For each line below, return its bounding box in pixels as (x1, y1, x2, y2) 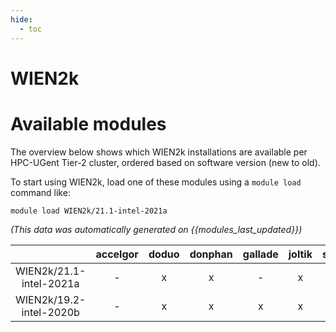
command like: (10, 186, 71, 198)
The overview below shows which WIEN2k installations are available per (10, 146, 308, 158)
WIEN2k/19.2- (15, 292, 87, 306)
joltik (288, 247, 313, 261)
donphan (189, 247, 233, 261)
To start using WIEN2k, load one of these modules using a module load (10, 176, 302, 188)
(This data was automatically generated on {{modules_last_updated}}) (10, 223, 303, 235)
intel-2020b (21, 305, 80, 319)
